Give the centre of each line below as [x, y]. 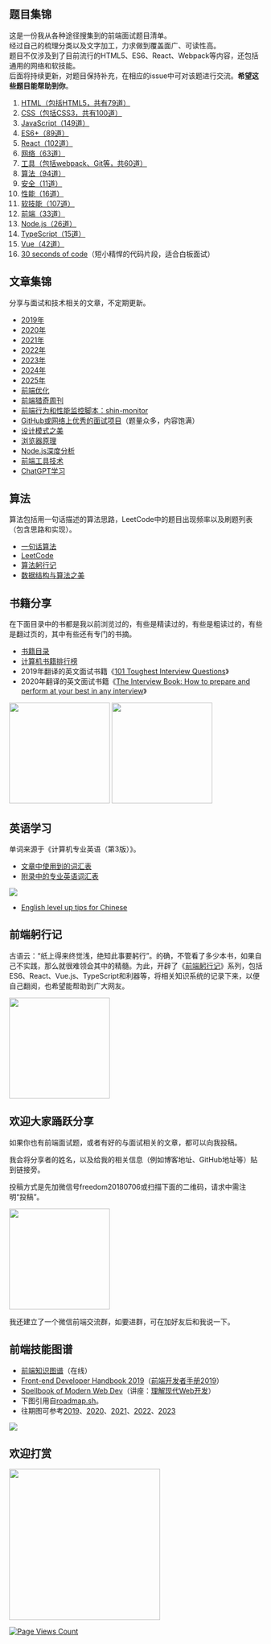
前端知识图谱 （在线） [56, 1370]
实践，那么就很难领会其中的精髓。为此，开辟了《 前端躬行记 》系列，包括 [143, 966]
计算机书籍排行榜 [49, 661]
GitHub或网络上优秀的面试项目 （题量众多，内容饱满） [110, 420]
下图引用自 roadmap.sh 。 [62, 1401]
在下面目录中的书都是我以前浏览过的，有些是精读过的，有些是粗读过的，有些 [136, 624]
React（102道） [47, 143]
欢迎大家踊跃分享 [51, 1122]
